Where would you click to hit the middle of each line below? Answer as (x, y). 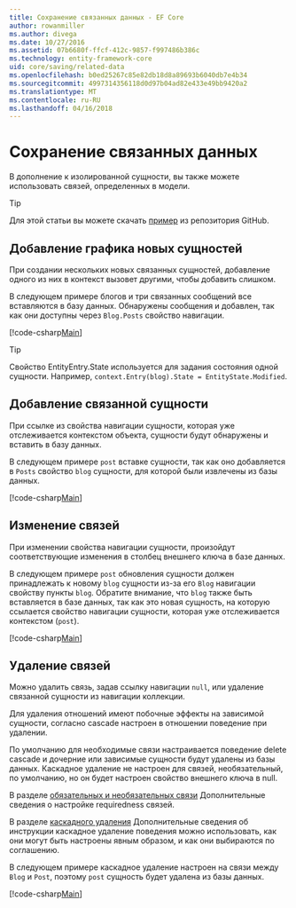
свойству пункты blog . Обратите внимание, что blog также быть (131, 592)
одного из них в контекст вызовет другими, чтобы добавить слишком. (143, 279)
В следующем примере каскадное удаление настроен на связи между (144, 867)
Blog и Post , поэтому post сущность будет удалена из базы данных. (136, 877)
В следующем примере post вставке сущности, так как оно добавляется (148, 462)
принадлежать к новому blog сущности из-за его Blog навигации (132, 583)
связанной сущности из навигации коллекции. (97, 697)
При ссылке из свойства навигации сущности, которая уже (122, 425)
